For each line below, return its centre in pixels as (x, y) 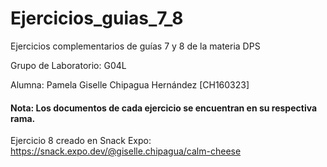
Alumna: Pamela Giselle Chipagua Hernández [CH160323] (130, 84)
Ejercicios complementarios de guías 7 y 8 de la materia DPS (135, 46)
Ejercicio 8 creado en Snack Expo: (81, 141)
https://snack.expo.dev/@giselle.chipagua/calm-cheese (126, 151)
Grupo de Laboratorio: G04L (68, 65)
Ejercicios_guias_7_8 (97, 18)
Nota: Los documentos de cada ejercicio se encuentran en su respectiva (164, 108)
